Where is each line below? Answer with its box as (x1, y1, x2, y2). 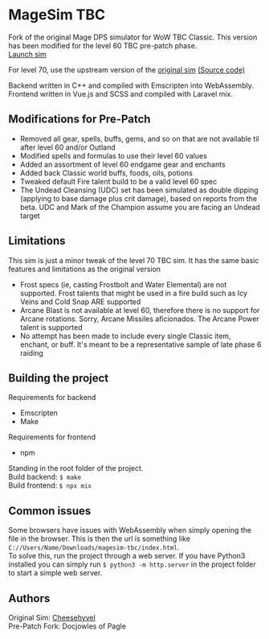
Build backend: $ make (8, 472, 82, 482)
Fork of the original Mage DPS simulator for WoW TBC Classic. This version (8, 32, 258, 42)
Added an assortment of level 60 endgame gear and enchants (19, 159, 226, 169)
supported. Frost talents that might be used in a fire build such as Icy (19, 288, 247, 298)
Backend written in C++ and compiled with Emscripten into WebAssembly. (8, 80, 255, 90)
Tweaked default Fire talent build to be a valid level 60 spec (19, 176, 218, 186)
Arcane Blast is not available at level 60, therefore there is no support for (19, 305, 260, 315)
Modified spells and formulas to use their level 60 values (19, 150, 207, 160)
